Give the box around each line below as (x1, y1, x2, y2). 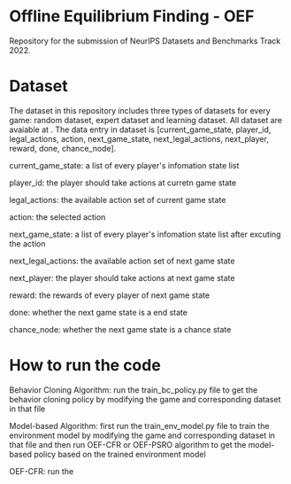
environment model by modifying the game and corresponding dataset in (9, 430, 276, 441)
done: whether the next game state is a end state (9, 307, 188, 317)
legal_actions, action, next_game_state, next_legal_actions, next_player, (9, 133, 270, 144)
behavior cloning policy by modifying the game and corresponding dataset (9, 394, 281, 404)
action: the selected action (9, 211, 106, 222)
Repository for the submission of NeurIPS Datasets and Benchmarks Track (9, 35, 281, 46)
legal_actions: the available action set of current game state (9, 194, 226, 205)
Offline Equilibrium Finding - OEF (9, 6, 255, 27)
